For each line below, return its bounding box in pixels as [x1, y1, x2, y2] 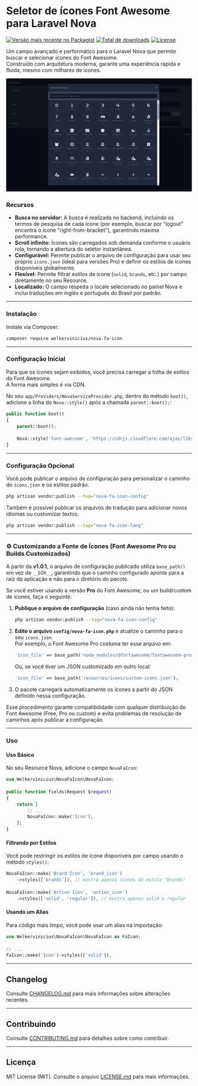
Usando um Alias [6, 909, 49, 916]
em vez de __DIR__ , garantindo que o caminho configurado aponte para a [6, 569, 184, 576]
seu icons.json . [14, 634, 54, 641]
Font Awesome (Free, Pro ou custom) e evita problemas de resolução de [6, 710, 181, 717]
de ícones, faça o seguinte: [6, 593, 72, 601]
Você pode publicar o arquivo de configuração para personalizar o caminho [6, 475, 190, 482]
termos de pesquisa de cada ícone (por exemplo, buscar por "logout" [14, 221, 184, 228]
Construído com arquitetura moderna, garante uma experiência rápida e [6, 60, 181, 67]
